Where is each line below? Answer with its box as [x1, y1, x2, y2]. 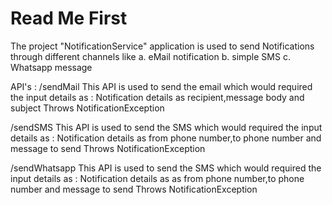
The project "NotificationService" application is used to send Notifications [10, 40, 315, 52]
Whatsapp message [10, 61, 93, 73]
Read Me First [10, 7, 128, 30]
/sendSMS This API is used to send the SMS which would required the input [10, 121, 323, 133]
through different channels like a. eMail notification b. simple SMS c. [10, 50, 291, 62]
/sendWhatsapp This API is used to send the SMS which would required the [10, 162, 322, 174]
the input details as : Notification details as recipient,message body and [10, 91, 305, 103]
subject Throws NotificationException [10, 102, 165, 114]
